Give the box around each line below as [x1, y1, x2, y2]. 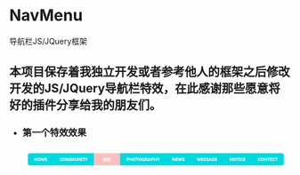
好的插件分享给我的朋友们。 [9, 98, 162, 113]
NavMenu [9, 5, 83, 26]
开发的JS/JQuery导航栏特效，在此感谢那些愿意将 [9, 81, 280, 96]
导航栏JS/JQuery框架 [9, 36, 87, 46]
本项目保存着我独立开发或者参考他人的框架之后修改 [9, 64, 290, 80]
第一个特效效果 [21, 126, 87, 139]
